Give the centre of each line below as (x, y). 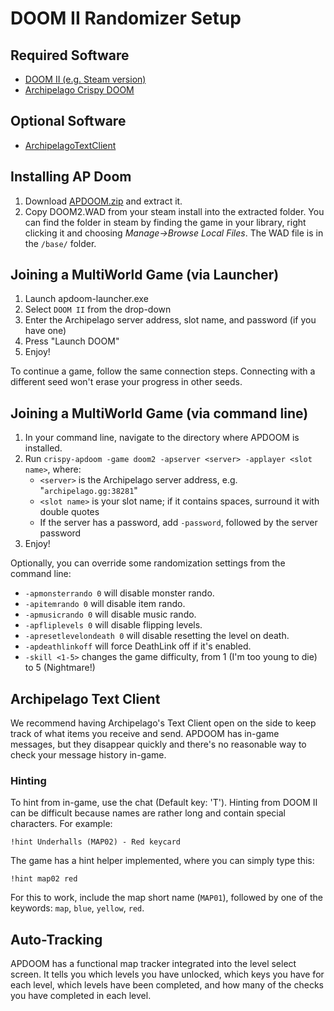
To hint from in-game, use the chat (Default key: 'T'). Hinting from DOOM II (164, 803)
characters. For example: (61, 824)
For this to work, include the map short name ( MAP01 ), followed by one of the (166, 898)
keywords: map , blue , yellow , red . (77, 908)
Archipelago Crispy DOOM (79, 90)
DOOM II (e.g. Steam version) (85, 79)
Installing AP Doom (71, 177)
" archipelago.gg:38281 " (88, 491)
